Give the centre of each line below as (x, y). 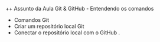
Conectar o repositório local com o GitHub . (67, 33)
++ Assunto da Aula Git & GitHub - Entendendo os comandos (80, 9)
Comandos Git (32, 20)
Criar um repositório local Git (49, 26)
